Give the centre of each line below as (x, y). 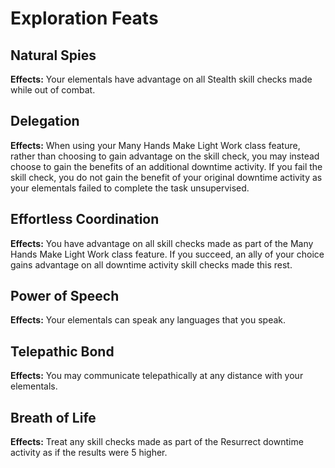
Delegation (45, 121)
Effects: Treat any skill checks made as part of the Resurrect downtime (157, 442)
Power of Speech (65, 296)
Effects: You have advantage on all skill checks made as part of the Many (162, 243)
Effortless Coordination (85, 219)
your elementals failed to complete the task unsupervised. (130, 188)
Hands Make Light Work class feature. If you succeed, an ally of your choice (167, 254)
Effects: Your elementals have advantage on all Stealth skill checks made (161, 79)
